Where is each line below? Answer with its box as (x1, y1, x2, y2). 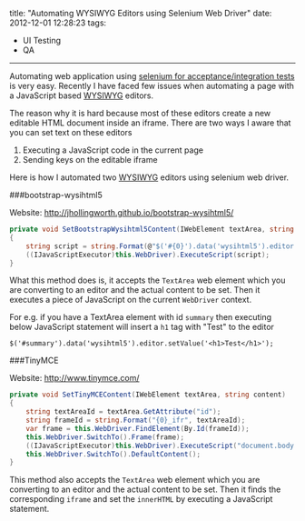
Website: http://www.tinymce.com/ (9, 373, 140, 384)
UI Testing (22, 35, 62, 45)
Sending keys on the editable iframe (22, 155, 158, 165)
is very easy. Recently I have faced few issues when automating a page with (9, 81, 295, 91)
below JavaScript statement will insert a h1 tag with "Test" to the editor (9, 322, 275, 333)
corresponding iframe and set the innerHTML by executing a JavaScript (9, 494, 273, 505)
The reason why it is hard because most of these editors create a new (9, 108, 271, 118)
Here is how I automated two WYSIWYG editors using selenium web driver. (9, 172, 289, 183)
